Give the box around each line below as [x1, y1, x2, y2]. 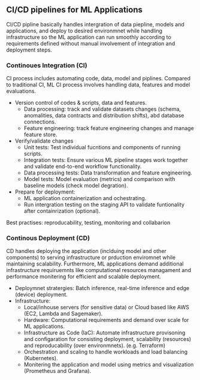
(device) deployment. [14, 291, 68, 298]
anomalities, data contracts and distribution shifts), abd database [23, 112, 184, 119]
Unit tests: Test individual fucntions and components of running [23, 144, 181, 151]
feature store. [23, 131, 57, 138]
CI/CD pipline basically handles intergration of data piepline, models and [6, 20, 184, 28]
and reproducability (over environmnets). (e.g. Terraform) [23, 342, 166, 349]
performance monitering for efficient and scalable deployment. [6, 273, 162, 281]
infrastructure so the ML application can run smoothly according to [6, 33, 172, 41]
